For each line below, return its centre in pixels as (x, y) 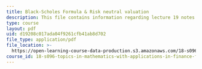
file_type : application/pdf (41, 40)
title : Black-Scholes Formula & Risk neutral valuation (78, 12)
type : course (23, 23)
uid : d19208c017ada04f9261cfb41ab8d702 (56, 34)
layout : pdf (21, 28)
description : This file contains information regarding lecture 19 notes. (102, 17)
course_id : (20, 56)
